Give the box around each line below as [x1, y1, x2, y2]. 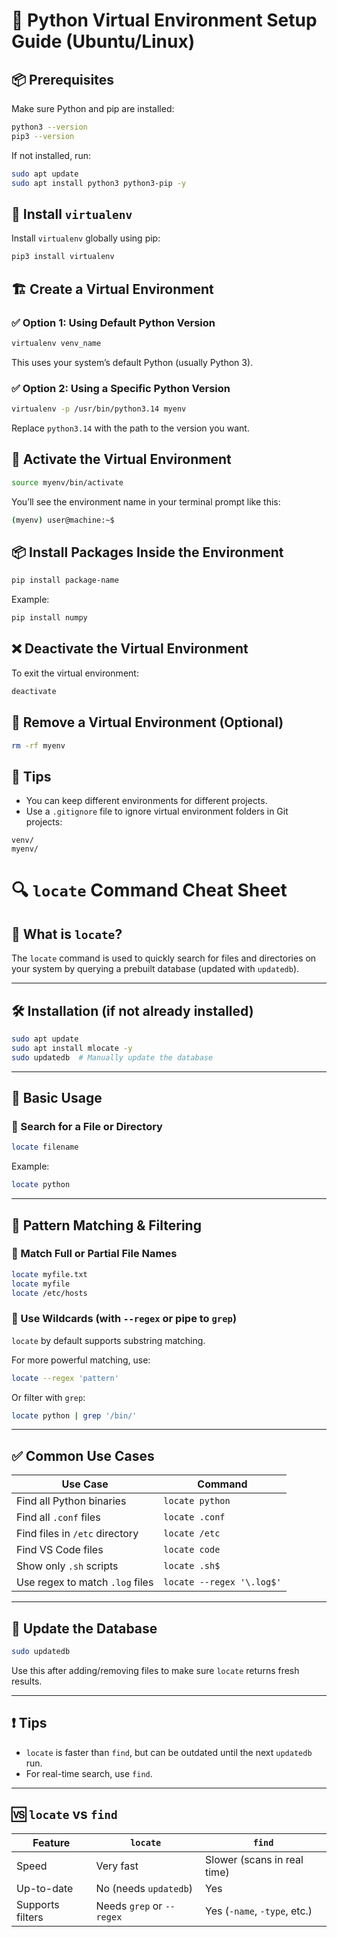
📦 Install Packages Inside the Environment [11, 544, 284, 561]
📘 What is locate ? [11, 925, 123, 943]
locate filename [11, 1142, 79, 1153]
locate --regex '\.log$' [163, 1577, 282, 1588]
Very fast [95, 1859, 139, 1873]
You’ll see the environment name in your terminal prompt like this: [11, 495, 281, 508]
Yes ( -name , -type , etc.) [205, 1904, 313, 1918]
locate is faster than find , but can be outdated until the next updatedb [25, 1746, 313, 1758]
